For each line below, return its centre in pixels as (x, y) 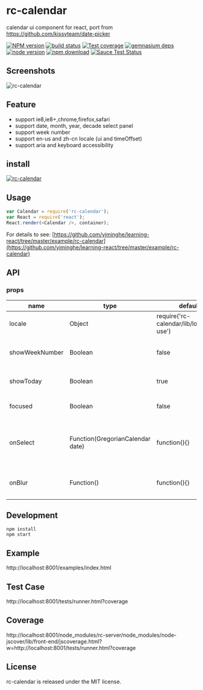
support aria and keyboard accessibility (64, 145)
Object (79, 323)
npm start (19, 535)
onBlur (19, 482)
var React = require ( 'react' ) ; (46, 217)
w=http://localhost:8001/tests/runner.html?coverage (71, 648)
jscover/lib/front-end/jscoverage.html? (54, 641)
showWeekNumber (37, 352)
